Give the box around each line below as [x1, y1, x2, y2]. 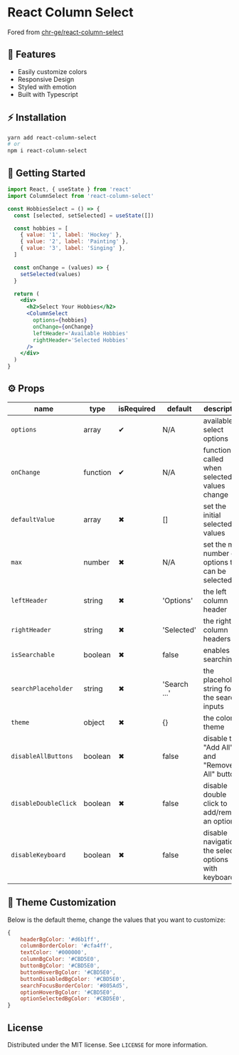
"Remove [203, 760, 234, 770]
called [203, 453, 224, 463]
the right [203, 616, 232, 626]
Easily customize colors [17, 67, 87, 75]
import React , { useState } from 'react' [7, 186, 132, 193]
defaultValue [11, 515, 55, 523]
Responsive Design [17, 75, 75, 83]
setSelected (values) [20, 271, 81, 278]
